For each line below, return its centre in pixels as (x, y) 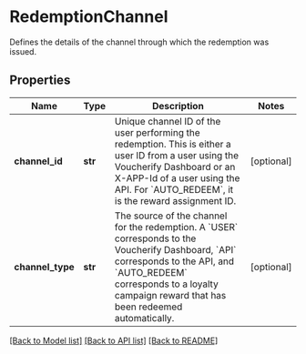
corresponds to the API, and (174, 261)
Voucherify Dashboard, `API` (175, 249)
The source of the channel (171, 216)
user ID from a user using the (177, 155)
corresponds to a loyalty (166, 284)
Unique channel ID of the (168, 121)
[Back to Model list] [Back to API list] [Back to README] (114, 340)
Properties (40, 81)
